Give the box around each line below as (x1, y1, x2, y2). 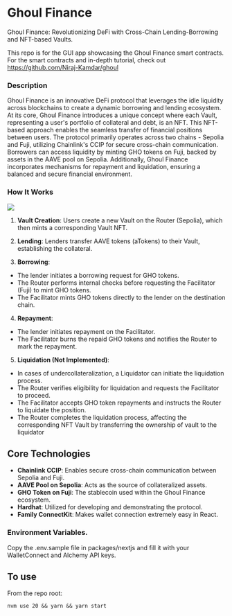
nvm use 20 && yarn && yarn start (7, 603, 107, 610)
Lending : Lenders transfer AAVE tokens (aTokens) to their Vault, (17, 237, 200, 245)
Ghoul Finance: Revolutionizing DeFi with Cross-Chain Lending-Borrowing (7, 28, 219, 36)
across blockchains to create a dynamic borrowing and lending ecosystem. (7, 104, 222, 112)
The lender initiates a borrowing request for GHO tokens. (17, 271, 179, 279)
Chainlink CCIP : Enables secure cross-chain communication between (17, 466, 217, 475)
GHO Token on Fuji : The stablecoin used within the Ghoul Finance (17, 489, 206, 497)
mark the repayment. (17, 342, 78, 351)
